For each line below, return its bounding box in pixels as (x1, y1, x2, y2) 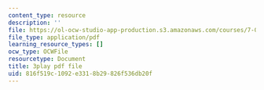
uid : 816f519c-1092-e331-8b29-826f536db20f (8, 70, 153, 77)
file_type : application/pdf (8, 33, 101, 41)
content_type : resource (8, 11, 86, 20)
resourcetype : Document (8, 56, 86, 63)
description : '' (8, 19, 61, 27)
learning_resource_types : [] (8, 41, 104, 49)
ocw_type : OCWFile (8, 48, 68, 56)
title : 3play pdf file (8, 63, 82, 70)
